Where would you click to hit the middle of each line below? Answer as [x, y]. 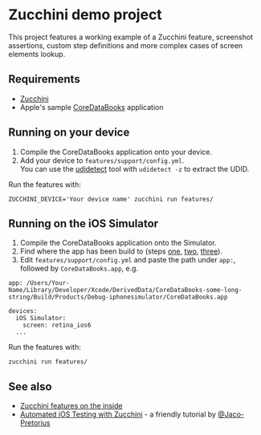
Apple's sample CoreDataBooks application [92, 107]
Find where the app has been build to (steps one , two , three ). [121, 251]
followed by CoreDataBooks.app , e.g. [79, 268]
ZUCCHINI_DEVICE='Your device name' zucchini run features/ [111, 199]
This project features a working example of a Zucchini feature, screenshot [131, 37]
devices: [23, 311]
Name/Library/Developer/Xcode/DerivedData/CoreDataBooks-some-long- [125, 291]
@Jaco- [231, 414]
